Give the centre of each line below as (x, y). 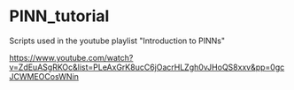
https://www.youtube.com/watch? (71, 57)
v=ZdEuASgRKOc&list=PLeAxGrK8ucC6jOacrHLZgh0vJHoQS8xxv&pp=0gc (147, 67)
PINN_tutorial (59, 16)
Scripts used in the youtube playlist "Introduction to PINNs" (117, 41)
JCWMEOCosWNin (44, 76)
